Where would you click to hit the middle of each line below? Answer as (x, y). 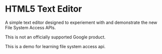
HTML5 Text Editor (44, 9)
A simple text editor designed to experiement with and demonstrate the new (81, 22)
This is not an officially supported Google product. (55, 37)
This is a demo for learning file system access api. (55, 46)
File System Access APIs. (30, 27)
